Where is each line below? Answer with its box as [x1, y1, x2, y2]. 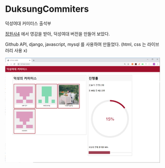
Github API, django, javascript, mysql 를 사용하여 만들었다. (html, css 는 [5, 41, 146, 47]
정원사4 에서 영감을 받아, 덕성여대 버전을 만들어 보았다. [5, 31, 110, 36]
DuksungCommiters [5, 3, 89, 15]
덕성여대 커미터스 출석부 [5, 20, 52, 26]
